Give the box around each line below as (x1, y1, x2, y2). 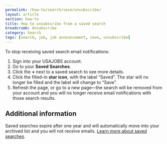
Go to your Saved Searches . (12, 63, 71, 70)
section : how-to (5, 16, 39, 21)
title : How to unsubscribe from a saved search (5, 21, 106, 26)
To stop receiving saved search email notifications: (5, 48, 110, 55)
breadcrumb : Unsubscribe (5, 26, 57, 31)
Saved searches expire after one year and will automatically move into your (5, 123, 160, 129)
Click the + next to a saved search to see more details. (12, 69, 125, 74)
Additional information (5, 110, 77, 118)
